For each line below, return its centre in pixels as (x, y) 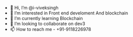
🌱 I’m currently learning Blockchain (46, 18)
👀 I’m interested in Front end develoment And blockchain (69, 13)
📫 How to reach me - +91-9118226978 (51, 29)
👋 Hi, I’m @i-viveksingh (34, 8)
